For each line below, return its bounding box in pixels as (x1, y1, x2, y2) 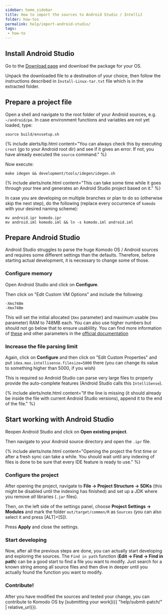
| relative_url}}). (5, 604, 38, 610)
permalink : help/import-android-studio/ (5, 21, 91, 27)
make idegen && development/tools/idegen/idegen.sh (5, 171, 115, 176)
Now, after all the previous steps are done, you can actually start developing (5, 548, 162, 554)
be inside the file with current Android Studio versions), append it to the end (5, 395, 162, 401)
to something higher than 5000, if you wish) (5, 365, 96, 371)
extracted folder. (5, 83, 40, 89)
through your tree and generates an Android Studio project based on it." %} (5, 185, 161, 191)
